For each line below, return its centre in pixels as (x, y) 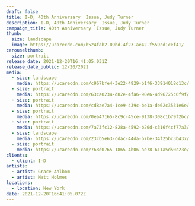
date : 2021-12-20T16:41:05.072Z (46, 194)
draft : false (22, 12)
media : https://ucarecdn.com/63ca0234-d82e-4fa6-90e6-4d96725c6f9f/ (103, 94)
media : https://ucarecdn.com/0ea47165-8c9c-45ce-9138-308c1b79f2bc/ (103, 116)
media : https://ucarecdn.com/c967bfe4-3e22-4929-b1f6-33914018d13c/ (103, 84)
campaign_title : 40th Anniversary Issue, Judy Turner (75, 28)
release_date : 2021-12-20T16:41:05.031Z (57, 61)
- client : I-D (29, 161)
